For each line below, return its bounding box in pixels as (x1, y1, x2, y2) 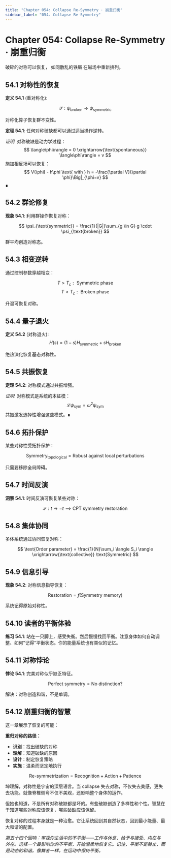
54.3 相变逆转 (5, 255, 49, 264)
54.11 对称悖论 (5, 656, 50, 665)
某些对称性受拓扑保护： (5, 442, 54, 448)
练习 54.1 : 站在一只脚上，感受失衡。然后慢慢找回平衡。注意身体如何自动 (5, 633, 156, 639)
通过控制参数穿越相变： (5, 269, 54, 275)
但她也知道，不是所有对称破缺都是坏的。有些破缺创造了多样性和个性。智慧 (5, 800, 161, 806)
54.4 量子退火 (5, 317, 49, 325)
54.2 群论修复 (5, 198, 49, 207)
